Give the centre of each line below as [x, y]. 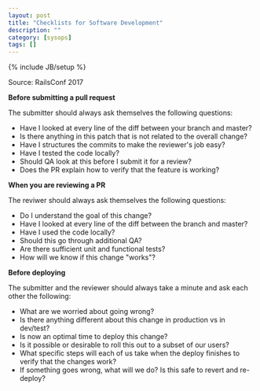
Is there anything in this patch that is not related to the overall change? [133, 136]
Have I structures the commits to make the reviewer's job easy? [122, 145]
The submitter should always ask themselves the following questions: [121, 113]
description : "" [35, 30]
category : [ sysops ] [40, 37]
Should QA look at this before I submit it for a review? [106, 161]
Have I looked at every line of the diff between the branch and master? [134, 224]
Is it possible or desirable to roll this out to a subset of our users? [124, 345]
